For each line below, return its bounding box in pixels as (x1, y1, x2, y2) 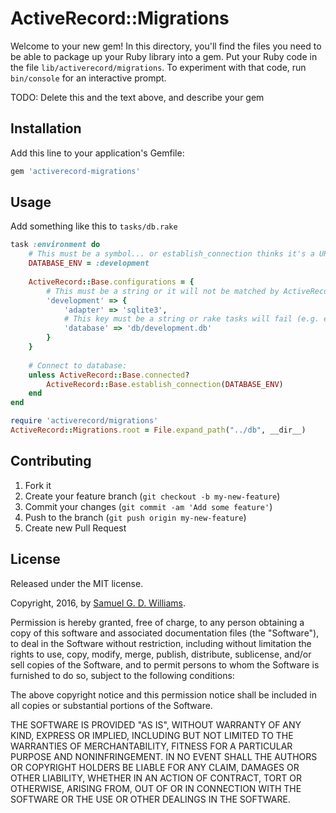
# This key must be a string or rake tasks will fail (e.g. (63, 314, 320, 324)
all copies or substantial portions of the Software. (10, 699, 213, 711)
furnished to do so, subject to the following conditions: (10, 669, 235, 681)
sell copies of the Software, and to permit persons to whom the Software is (10, 658, 320, 671)
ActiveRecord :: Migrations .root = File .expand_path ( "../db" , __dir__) (10, 425, 307, 436)
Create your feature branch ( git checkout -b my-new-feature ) (24, 490, 281, 502)
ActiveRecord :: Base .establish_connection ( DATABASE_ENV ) (46, 379, 284, 389)
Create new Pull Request (24, 522, 127, 534)
